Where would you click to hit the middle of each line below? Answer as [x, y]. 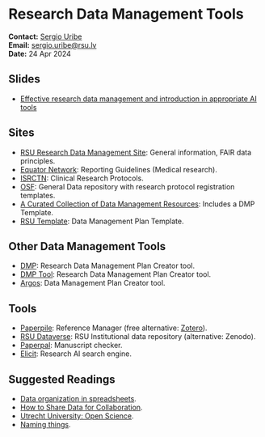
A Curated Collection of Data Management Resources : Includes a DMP [137, 204]
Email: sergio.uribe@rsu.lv [53, 45]
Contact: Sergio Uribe [45, 36]
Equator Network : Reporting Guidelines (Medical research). [119, 169]
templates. [38, 195]
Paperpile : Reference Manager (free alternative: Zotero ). [114, 328]
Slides [24, 79]
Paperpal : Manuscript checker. [71, 346]
